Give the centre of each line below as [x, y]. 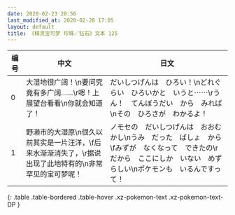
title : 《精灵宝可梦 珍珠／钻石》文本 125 [63, 33]
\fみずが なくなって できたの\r [164, 148]
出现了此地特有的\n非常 [64, 164]
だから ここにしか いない [156, 158]
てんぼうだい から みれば [177, 104]
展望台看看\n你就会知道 [64, 104]
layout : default [31, 27]
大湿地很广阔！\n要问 [60, 83]
